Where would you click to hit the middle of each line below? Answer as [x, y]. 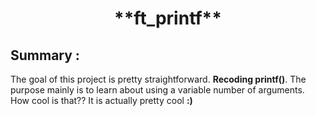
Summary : [45, 55]
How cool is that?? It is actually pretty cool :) [101, 100]
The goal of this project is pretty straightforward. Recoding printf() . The [158, 79]
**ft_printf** [168, 18]
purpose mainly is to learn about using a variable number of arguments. [157, 90]
